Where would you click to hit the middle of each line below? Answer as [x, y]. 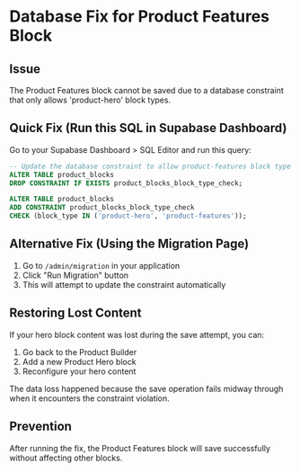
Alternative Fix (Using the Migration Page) [129, 244]
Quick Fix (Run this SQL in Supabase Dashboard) [148, 128]
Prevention [40, 427]
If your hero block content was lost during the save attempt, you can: [137, 334]
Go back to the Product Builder [79, 352]
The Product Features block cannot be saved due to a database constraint [147, 90]
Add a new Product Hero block [79, 361]
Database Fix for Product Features [140, 17]
